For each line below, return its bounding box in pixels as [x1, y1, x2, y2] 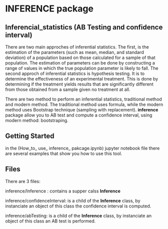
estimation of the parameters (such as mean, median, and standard [5, 49, 144, 55]
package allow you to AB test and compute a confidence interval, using [5, 112, 152, 118]
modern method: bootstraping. [5, 117, 69, 123]
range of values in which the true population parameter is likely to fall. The [5, 65, 159, 71]
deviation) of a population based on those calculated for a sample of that [5, 54, 155, 60]
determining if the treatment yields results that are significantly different [5, 81, 154, 87]
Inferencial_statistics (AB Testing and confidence [5, 23, 163, 31]
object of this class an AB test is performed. [5, 218, 96, 224]
